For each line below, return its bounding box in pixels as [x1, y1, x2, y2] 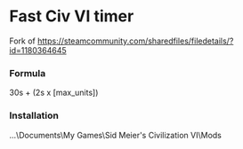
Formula [9, 67, 46, 79]
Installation [9, 109, 60, 122]
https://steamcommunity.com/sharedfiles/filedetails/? [36, 35, 234, 46]
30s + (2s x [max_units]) [9, 87, 99, 98]
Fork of [9, 35, 36, 46]
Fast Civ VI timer [9, 6, 134, 27]
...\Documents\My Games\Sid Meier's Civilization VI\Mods [9, 129, 223, 140]
